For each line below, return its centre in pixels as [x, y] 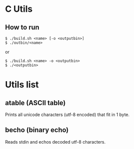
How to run [22, 27]
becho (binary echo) [37, 130]
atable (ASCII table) [35, 103]
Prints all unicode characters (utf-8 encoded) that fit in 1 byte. [67, 115]
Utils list [22, 85]
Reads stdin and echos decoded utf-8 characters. [55, 142]
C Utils [19, 9]
